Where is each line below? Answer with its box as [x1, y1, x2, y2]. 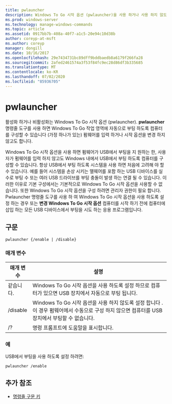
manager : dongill [5, 46, 42, 51]
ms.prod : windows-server [5, 17, 58, 22]
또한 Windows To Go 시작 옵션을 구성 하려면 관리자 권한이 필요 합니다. [20, 187, 161, 193]
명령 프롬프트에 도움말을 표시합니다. [32, 324, 114, 331]
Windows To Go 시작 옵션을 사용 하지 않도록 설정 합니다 [32, 299, 160, 306]
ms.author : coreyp [5, 41, 45, 46]
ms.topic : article [5, 27, 45, 32]
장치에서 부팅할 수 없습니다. [32, 314, 95, 321]
